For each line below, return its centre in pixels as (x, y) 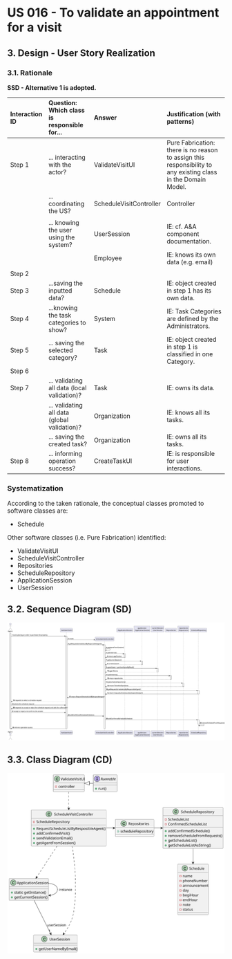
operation (62, 461)
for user (178, 461)
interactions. (184, 468)
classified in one (190, 354)
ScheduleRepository (46, 573)
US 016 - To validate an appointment (113, 13)
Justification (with (194, 114)
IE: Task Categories (194, 311)
